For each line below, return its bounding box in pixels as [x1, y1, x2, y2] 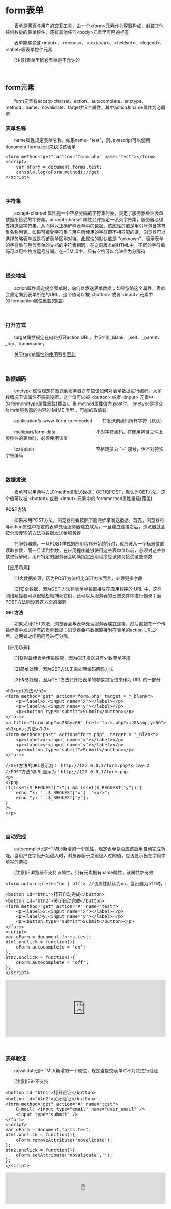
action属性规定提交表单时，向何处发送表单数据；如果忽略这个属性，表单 [14, 285, 165, 291]
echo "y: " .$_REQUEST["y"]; [16, 795, 89, 800]
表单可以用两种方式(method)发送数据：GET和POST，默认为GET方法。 [14, 489, 161, 495]
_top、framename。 [5, 340, 47, 346]
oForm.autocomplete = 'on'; [16, 944, 86, 950]
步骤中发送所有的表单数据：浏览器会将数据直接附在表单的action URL [9, 627, 153, 633]
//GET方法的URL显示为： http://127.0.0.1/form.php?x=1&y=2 [5, 762, 150, 768]
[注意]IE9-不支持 [14, 1078, 49, 1084]
